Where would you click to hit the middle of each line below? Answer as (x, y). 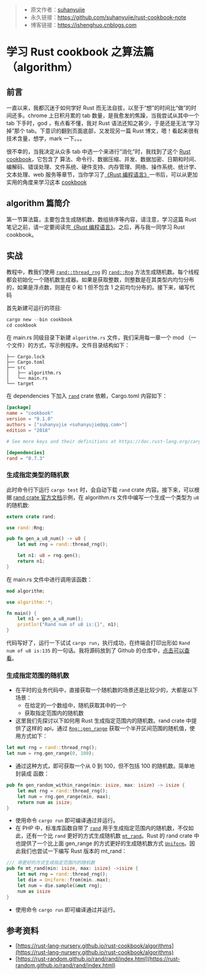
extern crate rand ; (31, 517)
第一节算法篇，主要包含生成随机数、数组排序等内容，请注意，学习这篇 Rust (101, 219)
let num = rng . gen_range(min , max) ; (64, 796)
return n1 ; (31, 561)
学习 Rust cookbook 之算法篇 (80, 52)
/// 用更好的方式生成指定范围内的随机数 (51, 863)
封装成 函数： (32, 774)
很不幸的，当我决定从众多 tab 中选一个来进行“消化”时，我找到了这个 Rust (99, 152)
